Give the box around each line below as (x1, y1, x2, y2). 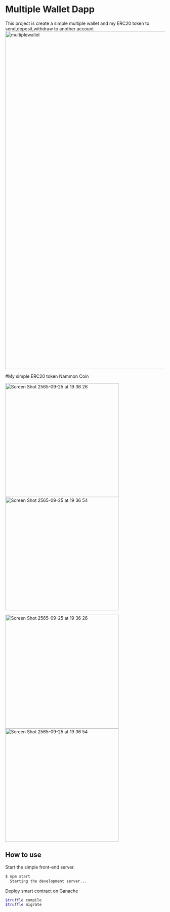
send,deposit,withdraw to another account (5, 25, 94, 31)
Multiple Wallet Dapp (5, 4, 95, 15)
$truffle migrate (5, 902, 42, 907)
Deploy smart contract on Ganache (5, 888, 78, 894)
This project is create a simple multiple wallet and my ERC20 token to (5, 20, 150, 26)
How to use (5, 851, 41, 859)
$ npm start (5, 874, 30, 879)
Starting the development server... (10, 879, 87, 884)
